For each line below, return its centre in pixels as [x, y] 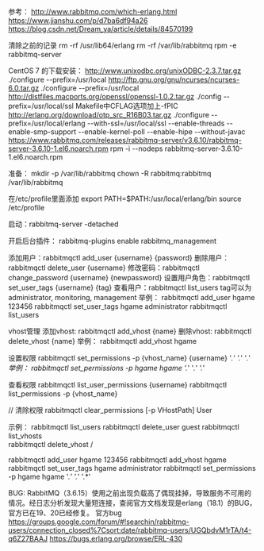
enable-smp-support [42, 132]
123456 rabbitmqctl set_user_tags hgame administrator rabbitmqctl [118, 306]
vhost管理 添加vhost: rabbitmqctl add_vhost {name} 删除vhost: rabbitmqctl [130, 331]
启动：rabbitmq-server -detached [63, 224]
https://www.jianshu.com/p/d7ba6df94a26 [78, 21]
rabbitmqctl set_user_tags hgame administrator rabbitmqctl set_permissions [132, 468]
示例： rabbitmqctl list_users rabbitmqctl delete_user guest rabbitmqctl [124, 427]
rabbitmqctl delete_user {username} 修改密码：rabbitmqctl [104, 268]
